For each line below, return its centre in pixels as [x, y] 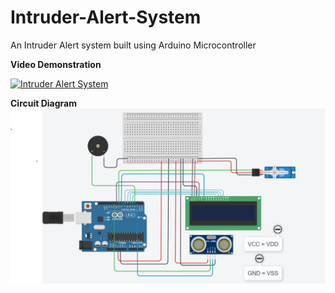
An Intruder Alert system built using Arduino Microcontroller [133, 45]
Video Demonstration [56, 64]
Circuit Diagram [43, 103]
